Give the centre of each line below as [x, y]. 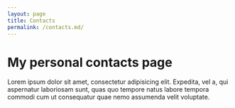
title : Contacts [31, 21]
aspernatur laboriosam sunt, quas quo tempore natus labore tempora [108, 90]
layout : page [27, 14]
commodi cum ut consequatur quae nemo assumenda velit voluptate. [109, 97]
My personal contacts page [90, 62]
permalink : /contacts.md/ [45, 27]
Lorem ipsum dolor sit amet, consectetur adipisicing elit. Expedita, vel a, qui [118, 82]
